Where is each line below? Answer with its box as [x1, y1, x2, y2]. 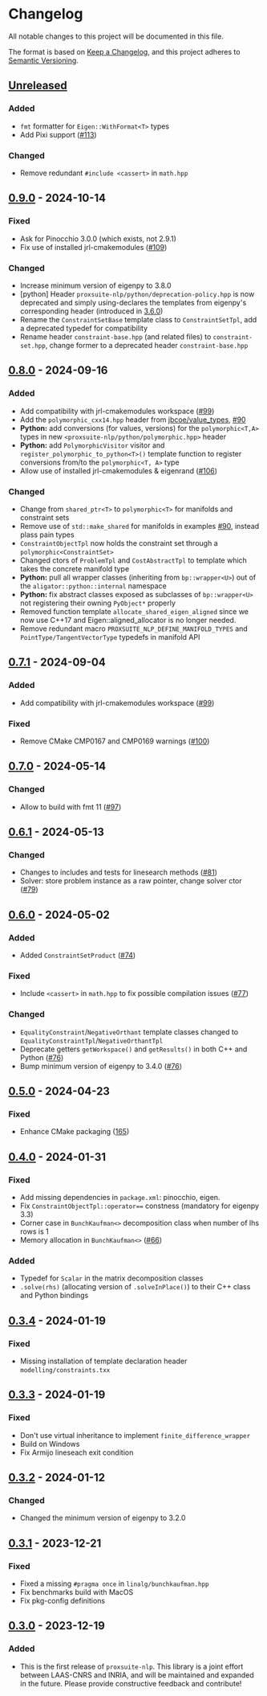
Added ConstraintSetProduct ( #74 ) [19, 950, 136, 960]
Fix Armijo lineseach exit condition [19, 1448, 134, 1457]
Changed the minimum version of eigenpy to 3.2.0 [19, 1513, 186, 1523]
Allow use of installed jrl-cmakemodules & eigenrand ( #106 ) [19, 465, 218, 475]
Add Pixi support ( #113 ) [19, 129, 98, 139]
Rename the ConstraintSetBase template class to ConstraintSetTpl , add [19, 314, 257, 324]
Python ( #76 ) [19, 1052, 64, 1062]
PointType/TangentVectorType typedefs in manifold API [19, 632, 200, 641]
